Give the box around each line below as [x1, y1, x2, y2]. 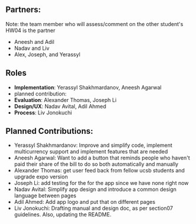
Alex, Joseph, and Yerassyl [14, 50, 81, 58]
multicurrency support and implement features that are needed [14, 148, 168, 155]
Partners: [5, 5, 41, 15]
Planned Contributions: [5, 126, 94, 136]
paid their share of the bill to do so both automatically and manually [14, 161, 179, 168]
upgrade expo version [14, 173, 68, 180]
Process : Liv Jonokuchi [14, 109, 72, 116]
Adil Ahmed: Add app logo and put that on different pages [14, 199, 156, 206]
